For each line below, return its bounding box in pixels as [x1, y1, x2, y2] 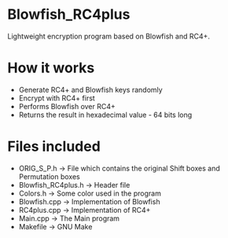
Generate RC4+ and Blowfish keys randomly [18, 85, 163, 94]
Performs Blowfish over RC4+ [18, 101, 116, 111]
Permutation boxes [18, 171, 80, 181]
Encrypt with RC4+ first [18, 93, 95, 103]
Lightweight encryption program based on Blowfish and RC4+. [7, 31, 210, 41]
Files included [7, 137, 101, 156]
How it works [7, 59, 95, 77]
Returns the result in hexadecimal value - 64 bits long [18, 110, 193, 119]
